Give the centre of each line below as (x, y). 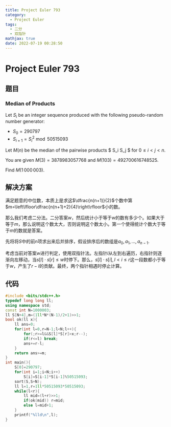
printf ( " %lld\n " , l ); (36, 415)
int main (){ (18, 362)
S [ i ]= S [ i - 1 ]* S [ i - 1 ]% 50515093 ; (56, 377)
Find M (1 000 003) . (25, 170)
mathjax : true (20, 39)
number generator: (25, 121)
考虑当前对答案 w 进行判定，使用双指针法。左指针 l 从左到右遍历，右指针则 (81, 253)
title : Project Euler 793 (33, 10)
